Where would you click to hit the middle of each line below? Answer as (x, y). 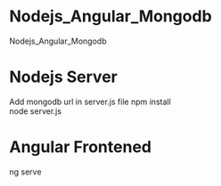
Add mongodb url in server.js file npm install (90, 101)
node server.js (36, 111)
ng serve (25, 172)
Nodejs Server (63, 77)
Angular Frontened (80, 147)
